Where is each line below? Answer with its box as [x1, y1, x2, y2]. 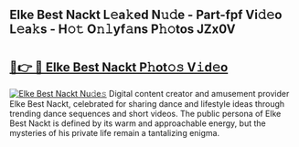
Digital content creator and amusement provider [108, 89, 290, 99]
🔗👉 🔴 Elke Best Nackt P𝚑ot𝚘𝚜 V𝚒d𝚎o [9, 59, 229, 75]
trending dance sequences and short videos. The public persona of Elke [9, 109, 282, 119]
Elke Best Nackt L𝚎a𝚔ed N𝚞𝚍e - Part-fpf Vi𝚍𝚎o [9, 7, 283, 23]
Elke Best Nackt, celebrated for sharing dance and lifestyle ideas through [9, 99, 285, 109]
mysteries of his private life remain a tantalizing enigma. [9, 128, 220, 138]
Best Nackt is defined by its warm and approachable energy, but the [9, 118, 267, 129]
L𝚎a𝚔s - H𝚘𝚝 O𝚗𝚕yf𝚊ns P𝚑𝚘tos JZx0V [9, 22, 236, 37]
